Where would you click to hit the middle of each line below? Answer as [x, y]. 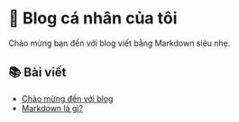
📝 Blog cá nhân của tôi [93, 18]
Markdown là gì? [52, 108]
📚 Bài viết [37, 72]
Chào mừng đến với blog [67, 99]
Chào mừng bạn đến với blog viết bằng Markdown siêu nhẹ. [119, 43]
